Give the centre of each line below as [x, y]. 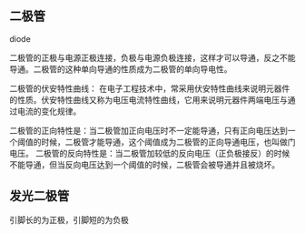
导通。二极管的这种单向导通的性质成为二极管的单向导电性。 [121, 69]
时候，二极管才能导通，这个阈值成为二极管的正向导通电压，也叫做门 [168, 142]
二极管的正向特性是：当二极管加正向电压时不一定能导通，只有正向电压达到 [148, 130]
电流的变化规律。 [49, 111]
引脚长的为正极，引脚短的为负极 [69, 219]
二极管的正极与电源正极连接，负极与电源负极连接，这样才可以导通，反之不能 [152, 57]
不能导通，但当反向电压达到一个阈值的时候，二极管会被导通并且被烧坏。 [144, 164]
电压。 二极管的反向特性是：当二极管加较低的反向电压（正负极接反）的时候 [150, 153]
